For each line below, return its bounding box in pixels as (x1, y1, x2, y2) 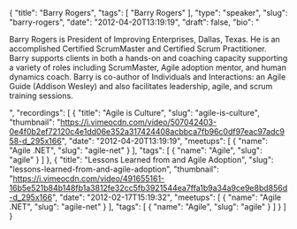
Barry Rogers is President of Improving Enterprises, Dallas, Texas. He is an (9, 34, 280, 44)
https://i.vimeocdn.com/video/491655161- (12, 173, 165, 184)
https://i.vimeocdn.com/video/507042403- (60, 117, 217, 127)
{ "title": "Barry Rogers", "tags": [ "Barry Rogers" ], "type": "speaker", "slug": (9, 8, 288, 18)
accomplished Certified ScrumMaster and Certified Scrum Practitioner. (9, 43, 267, 54)
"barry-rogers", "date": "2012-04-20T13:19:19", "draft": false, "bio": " (9, 17, 260, 27)
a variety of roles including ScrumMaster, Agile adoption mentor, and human (9, 62, 287, 73)
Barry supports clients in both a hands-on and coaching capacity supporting (9, 53, 288, 63)
